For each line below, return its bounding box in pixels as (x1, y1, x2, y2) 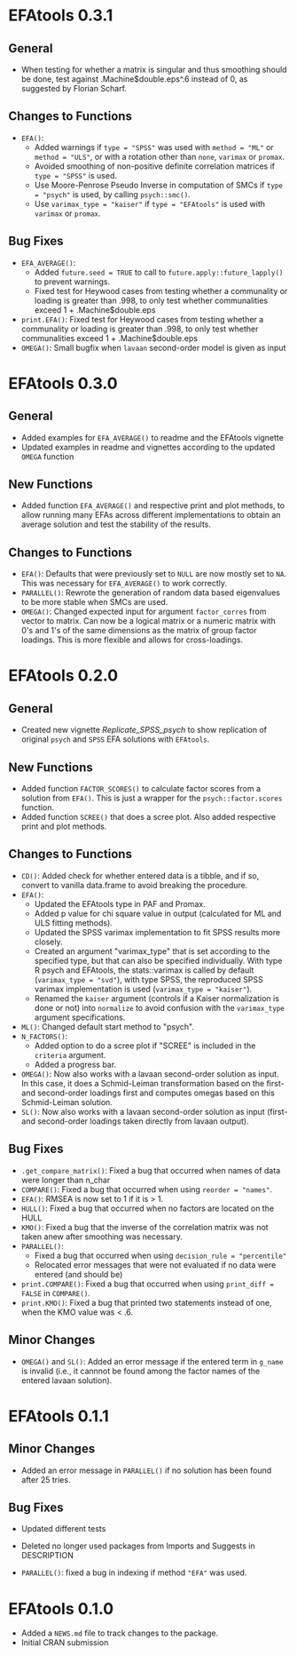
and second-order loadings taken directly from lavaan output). (20, 1116, 249, 1126)
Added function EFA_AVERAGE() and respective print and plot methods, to (20, 500, 285, 511)
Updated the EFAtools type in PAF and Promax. (34, 898, 206, 909)
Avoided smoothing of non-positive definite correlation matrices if (34, 161, 276, 171)
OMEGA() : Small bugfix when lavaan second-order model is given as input (20, 342, 286, 353)
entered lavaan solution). (20, 1374, 113, 1386)
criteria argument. (34, 1049, 106, 1060)
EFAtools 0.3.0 (8, 373, 118, 394)
